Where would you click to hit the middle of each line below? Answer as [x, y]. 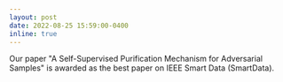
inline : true [33, 34]
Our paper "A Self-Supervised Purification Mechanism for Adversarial [136, 59]
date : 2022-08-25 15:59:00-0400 [69, 26]
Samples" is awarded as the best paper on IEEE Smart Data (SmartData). [142, 68]
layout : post [33, 17]
